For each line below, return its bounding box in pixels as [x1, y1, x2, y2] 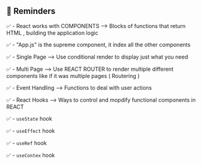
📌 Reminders [6, 6, 56, 16]
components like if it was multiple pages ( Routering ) [6, 72, 140, 79]
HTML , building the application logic [6, 29, 99, 37]
